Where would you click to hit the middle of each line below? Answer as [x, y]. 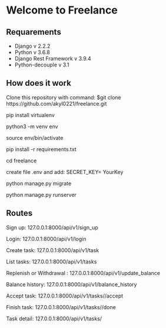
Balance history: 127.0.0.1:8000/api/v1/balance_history [72, 284]
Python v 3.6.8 [32, 52]
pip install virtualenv [30, 115]
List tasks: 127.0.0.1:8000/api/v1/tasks [52, 262]
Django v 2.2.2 [32, 46]
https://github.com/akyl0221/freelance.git [57, 103]
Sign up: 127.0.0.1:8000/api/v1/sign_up [52, 227]
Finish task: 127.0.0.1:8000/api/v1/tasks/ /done [61, 307]
